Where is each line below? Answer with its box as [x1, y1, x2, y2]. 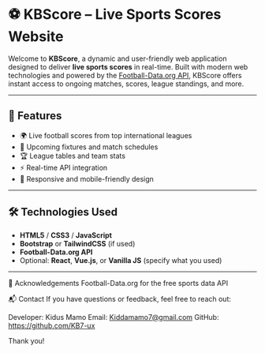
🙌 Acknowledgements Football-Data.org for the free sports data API [8, 278, 229, 287]
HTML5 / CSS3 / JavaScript [19, 230, 113, 240]
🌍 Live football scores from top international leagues [19, 130, 192, 140]
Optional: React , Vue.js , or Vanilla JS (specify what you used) [19, 255, 222, 265]
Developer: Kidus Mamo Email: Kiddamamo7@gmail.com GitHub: [8, 312, 219, 321]
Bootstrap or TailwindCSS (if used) [19, 238, 136, 248]
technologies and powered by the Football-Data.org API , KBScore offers [8, 70, 242, 80]
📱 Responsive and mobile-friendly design [19, 174, 154, 183]
